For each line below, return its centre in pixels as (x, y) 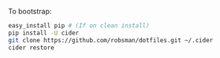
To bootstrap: (30, 11)
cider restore (32, 47)
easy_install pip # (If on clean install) (79, 26)
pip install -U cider (44, 33)
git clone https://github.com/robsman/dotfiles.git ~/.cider (111, 40)
